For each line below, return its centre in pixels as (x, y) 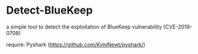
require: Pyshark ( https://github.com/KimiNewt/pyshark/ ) (76, 45)
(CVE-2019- (178, 27)
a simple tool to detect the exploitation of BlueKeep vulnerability (84, 27)
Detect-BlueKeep (49, 10)
